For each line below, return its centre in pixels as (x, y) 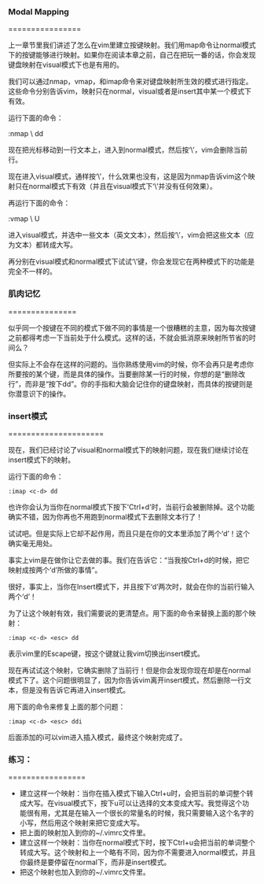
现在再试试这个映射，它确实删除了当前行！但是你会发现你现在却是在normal (130, 670)
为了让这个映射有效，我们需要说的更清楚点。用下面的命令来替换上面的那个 (128, 613)
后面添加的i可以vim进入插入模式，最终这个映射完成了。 (97, 737)
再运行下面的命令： (39, 203)
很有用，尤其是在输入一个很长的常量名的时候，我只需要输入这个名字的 (140, 813)
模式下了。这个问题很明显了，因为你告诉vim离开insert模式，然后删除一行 (126, 680)
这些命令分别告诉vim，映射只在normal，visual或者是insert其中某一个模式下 (130, 91)
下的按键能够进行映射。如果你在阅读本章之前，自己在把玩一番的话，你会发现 (132, 55)
